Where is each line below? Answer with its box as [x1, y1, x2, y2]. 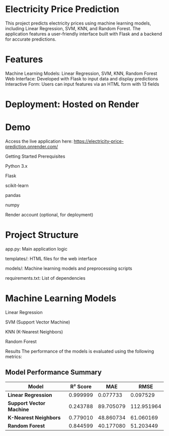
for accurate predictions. [5, 36, 56, 42]
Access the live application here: [5, 138, 73, 144]
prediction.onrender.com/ [5, 144, 58, 149]
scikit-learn [5, 182, 29, 188]
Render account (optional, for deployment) [5, 212, 94, 217]
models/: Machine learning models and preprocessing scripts [5, 265, 132, 271]
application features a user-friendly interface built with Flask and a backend [5, 31, 162, 37]
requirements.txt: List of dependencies [5, 275, 86, 281]
